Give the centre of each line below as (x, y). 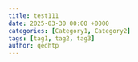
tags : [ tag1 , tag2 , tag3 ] (51, 38)
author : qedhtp (34, 46)
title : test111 (34, 16)
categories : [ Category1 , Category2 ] (69, 31)
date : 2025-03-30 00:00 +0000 (59, 23)
